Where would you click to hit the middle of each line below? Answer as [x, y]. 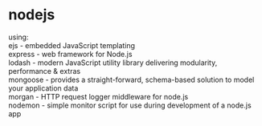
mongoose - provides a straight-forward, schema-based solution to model [131, 79]
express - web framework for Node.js [70, 54]
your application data [43, 88]
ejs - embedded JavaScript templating [72, 45]
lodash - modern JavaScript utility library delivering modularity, [113, 63]
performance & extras [45, 71]
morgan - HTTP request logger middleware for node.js [98, 96]
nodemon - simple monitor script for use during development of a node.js [130, 105]
